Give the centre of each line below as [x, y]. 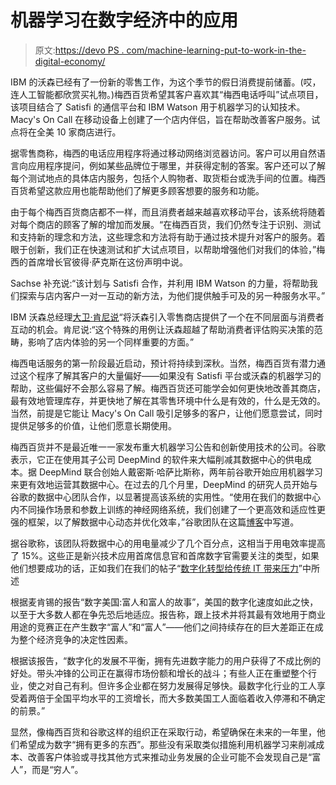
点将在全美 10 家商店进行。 [66, 132]
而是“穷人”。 [57, 769]
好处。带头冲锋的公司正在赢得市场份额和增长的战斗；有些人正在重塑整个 [159, 673]
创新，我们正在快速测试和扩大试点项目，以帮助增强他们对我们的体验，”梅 [176, 249]
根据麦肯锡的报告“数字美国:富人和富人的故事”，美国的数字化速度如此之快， [164, 602]
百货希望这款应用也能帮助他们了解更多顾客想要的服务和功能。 [137, 190]
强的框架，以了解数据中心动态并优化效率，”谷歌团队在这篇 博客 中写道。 [155, 522]
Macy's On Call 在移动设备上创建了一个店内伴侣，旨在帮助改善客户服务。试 [165, 119]
